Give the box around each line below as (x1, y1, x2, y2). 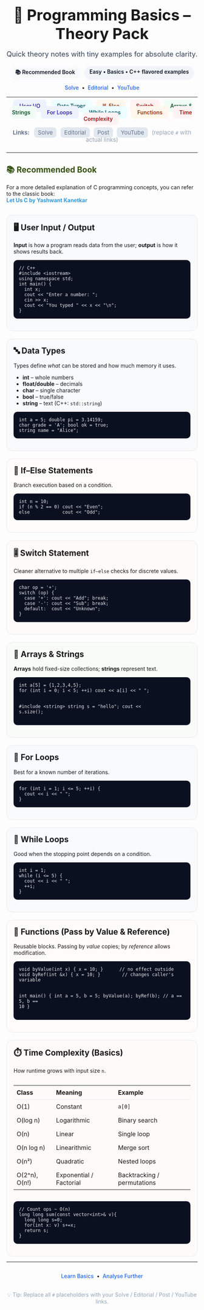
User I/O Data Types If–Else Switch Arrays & (19, 102, 192, 110)
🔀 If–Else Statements (13, 465, 93, 476)
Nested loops (118, 1157, 156, 1165)
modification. (13, 949, 47, 956)
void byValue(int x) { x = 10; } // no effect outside (19, 966, 174, 972)
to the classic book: (6, 190, 56, 197)
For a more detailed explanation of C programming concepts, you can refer (6, 184, 194, 190)
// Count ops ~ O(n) (19, 1206, 71, 1212)
